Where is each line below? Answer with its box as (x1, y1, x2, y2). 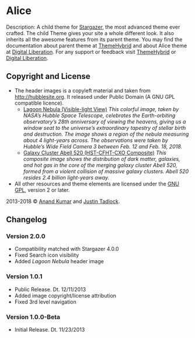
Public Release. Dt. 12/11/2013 (14, 285, 86, 293)
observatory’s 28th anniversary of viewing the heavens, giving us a (23, 118, 186, 125)
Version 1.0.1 (6, 273, 43, 281)
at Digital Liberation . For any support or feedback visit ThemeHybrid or (6, 48, 176, 55)
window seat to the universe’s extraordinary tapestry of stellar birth (23, 124, 186, 131)
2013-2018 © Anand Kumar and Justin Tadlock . (6, 198, 120, 205)
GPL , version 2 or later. (14, 186, 70, 194)
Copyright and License (6, 71, 90, 81)
